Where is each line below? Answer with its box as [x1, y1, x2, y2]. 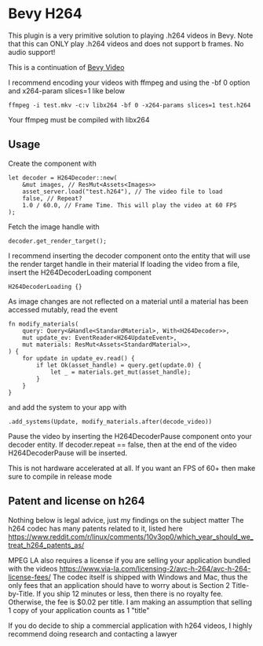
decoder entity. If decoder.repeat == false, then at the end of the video [8, 440, 237, 449]
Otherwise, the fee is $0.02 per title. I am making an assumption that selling [8, 597, 253, 607]
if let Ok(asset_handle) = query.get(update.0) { [36, 361, 202, 369]
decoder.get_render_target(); [8, 237, 108, 245]
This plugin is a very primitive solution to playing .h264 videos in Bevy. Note [8, 31, 254, 40]
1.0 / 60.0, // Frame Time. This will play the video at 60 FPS [22, 201, 237, 209]
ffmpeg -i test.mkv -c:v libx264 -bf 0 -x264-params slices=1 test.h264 [8, 101, 251, 109]
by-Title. [8, 589, 35, 598]
